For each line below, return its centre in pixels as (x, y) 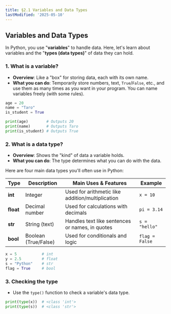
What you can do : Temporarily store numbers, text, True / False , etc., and (88, 83)
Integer (34, 195)
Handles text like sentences (98, 221)
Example (151, 183)
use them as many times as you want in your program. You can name (85, 88)
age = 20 (15, 103)
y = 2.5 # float (32, 259)
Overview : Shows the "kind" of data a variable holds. (68, 155)
